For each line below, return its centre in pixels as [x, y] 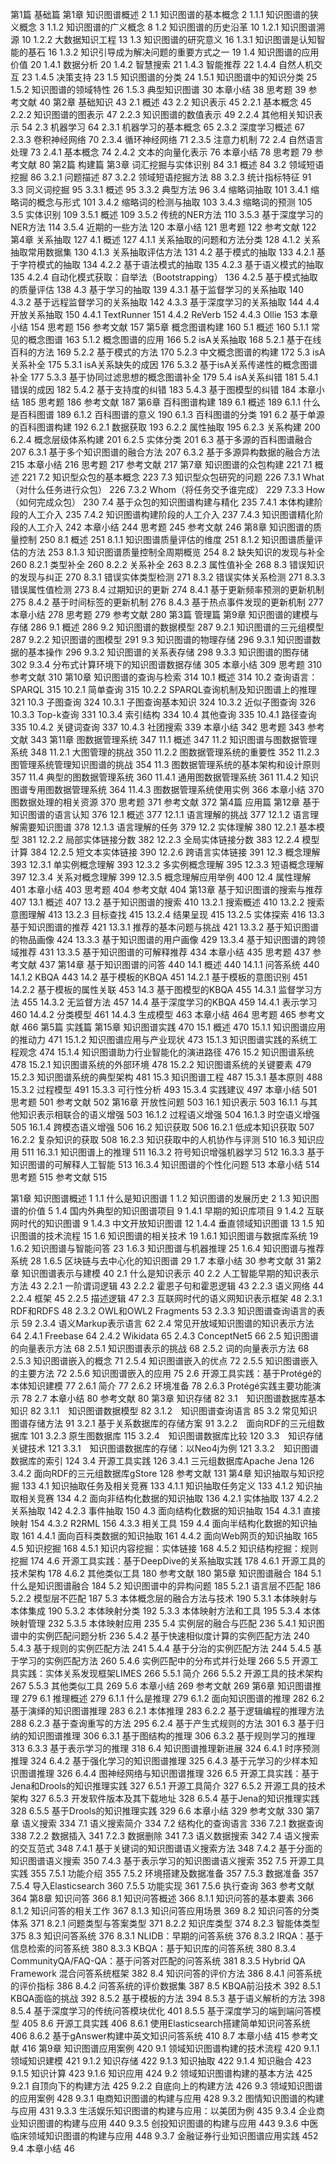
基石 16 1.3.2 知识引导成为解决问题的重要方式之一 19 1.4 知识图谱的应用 [173, 52]
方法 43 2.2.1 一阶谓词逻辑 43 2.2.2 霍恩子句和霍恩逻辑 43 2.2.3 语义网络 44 [167, 1286]
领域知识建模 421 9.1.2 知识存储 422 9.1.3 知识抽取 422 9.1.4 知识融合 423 [161, 2061]
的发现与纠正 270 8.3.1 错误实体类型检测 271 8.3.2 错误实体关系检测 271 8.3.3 [168, 577]
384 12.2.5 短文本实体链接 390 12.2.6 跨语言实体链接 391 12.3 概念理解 [175, 852]
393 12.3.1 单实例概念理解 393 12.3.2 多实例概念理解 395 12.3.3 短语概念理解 [167, 864]
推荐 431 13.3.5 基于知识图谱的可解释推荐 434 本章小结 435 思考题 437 [164, 952]
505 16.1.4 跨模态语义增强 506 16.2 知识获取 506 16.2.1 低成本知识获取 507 [162, 1127]
